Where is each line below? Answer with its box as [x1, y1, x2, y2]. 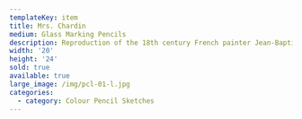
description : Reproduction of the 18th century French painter [9, 38, 252, 47]
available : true [9, 72, 70, 81]
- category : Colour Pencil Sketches [17, 96, 155, 106]
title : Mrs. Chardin [9, 21, 87, 30]
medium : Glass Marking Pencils [9, 30, 127, 38]
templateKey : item [9, 13, 78, 22]
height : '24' [9, 55, 58, 64]
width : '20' [9, 47, 54, 55]
